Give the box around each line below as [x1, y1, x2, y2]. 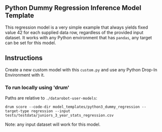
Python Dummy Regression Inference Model [5, 4, 142, 12]
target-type [5, 109, 29, 114]
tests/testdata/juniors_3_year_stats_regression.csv [5, 113, 114, 118]
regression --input [31, 109, 70, 114]
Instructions [5, 54, 43, 62]
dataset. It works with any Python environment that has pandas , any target [5, 34, 152, 40]
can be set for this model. [5, 40, 56, 46]
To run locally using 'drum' [5, 84, 69, 91]
